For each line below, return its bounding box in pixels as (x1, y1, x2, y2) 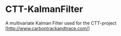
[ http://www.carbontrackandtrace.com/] (5, 25, 90, 31)
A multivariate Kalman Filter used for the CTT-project (5, 20, 117, 26)
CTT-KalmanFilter (5, 3, 83, 15)
